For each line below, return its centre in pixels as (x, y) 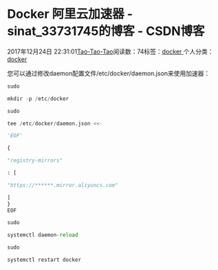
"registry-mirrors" (35, 161)
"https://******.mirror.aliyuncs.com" (63, 185)
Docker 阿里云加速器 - (70, 14)
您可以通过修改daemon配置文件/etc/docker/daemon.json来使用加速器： (109, 73)
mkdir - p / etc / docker (38, 99)
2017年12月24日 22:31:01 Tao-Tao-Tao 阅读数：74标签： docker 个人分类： (111, 51)
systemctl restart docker (44, 260)
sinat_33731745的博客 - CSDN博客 (106, 31)
